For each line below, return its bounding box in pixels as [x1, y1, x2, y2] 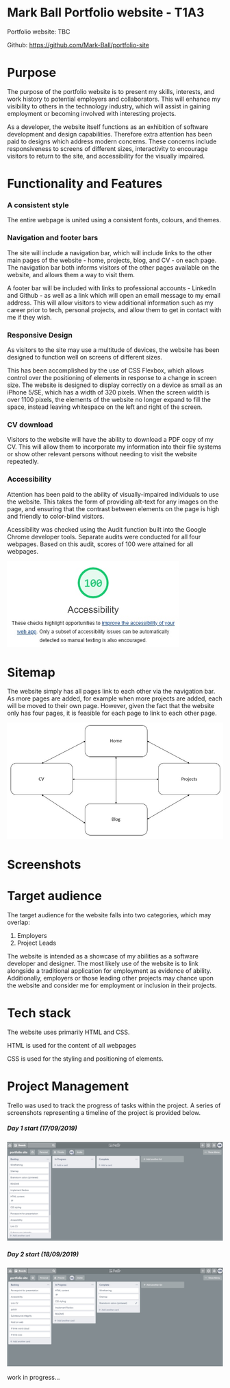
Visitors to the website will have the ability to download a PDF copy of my [7, 436, 214, 444]
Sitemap [7, 664, 56, 680]
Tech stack [7, 1005, 71, 1021]
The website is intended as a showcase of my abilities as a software [7, 952, 199, 960]
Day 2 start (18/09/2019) [7, 1250, 79, 1258]
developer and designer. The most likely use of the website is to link [7, 959, 199, 967]
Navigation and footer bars [7, 233, 99, 243]
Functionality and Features [7, 176, 163, 191]
